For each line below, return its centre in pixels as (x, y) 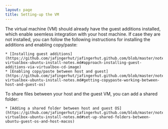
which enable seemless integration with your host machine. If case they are (83, 34)
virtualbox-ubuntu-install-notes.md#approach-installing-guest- (73, 62)
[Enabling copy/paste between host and (51, 71)
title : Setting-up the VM (32, 14)
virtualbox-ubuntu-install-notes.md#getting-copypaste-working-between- (82, 80)
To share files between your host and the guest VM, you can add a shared (81, 93)
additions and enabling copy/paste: (41, 44)
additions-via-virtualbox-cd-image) (43, 67)
